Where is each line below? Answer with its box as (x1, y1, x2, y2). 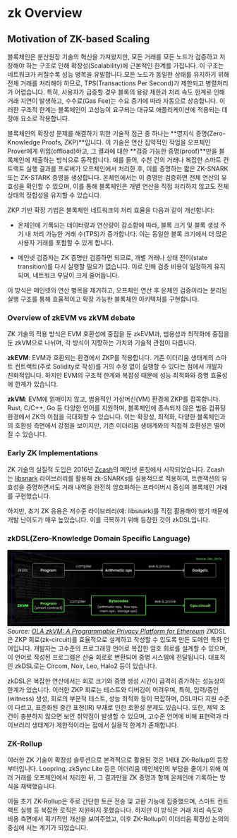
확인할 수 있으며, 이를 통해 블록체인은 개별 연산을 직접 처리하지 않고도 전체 (25, 182, 229, 190)
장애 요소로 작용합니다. (7, 114, 70, 123)
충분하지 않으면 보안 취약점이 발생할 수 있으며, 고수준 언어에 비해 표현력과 (20, 712, 222, 720)
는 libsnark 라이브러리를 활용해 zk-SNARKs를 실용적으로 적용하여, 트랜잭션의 (7, 474, 220, 482)
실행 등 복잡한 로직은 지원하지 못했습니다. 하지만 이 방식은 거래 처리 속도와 (20, 806, 224, 814)
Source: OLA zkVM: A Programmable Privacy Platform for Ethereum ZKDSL (7, 627, 227, 635)
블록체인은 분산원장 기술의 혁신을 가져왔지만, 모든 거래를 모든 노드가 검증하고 (7, 53, 219, 61)
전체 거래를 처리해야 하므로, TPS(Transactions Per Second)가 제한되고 (7, 79, 205, 87)
